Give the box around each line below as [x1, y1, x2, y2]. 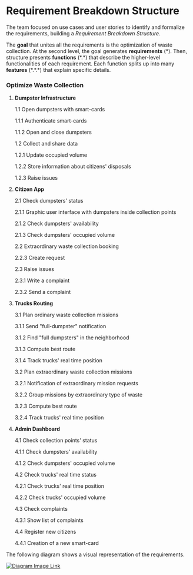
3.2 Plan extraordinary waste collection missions [14, 368, 132, 375]
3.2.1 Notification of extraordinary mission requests [14, 380, 138, 387]
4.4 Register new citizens [14, 528, 76, 536]
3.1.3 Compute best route [14, 346, 76, 353]
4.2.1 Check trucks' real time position [14, 483, 105, 490]
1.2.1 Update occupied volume [14, 151, 87, 158]
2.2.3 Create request [14, 255, 65, 262]
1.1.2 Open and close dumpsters [14, 128, 92, 136]
